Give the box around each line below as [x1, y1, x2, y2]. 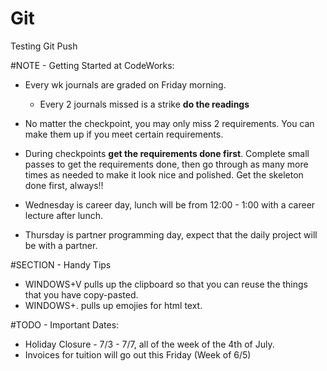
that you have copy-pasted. [24, 288, 139, 301]
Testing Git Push [10, 40, 78, 52]
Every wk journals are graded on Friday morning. [24, 78, 227, 91]
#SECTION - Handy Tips [10, 258, 112, 271]
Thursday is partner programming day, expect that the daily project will [24, 228, 318, 241]
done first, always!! [24, 179, 104, 191]
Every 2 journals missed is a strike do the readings [39, 98, 250, 110]
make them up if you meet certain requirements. [24, 128, 224, 140]
